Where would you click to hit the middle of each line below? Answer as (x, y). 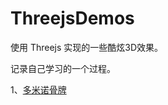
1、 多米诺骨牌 (38, 89)
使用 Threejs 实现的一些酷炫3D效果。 (87, 47)
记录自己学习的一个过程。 (63, 68)
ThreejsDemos (72, 18)
